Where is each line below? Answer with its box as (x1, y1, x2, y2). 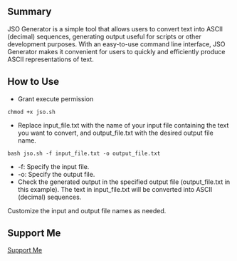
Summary (7, 6, 52, 18)
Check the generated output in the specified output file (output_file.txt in (17, 178, 230, 186)
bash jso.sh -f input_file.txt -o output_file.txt (7, 150, 161, 157)
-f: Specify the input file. (17, 162, 90, 170)
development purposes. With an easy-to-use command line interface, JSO (7, 39, 226, 48)
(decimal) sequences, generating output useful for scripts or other (7, 32, 201, 41)
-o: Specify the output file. (17, 170, 95, 178)
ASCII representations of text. (7, 55, 94, 63)
